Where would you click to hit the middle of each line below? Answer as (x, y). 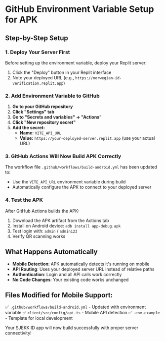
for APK (21, 20)
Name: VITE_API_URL (41, 133)
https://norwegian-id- (98, 78)
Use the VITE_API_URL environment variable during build (69, 182)
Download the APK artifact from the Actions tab (61, 220)
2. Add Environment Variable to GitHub (52, 96)
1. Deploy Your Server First (38, 52)
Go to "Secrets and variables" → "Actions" (57, 117)
